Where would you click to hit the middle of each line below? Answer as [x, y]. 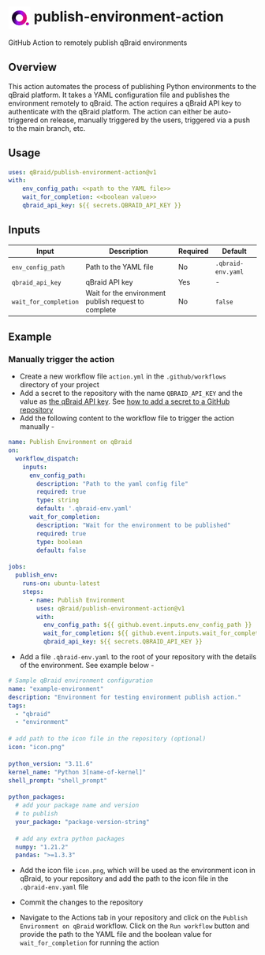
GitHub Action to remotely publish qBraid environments [98, 43]
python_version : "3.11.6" [50, 763]
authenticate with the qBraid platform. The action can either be [110, 111]
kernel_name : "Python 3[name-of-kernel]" [77, 772]
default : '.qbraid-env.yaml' [84, 509]
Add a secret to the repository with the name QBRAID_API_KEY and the [131, 394]
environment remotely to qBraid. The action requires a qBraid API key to [125, 103]
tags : [17, 705]
